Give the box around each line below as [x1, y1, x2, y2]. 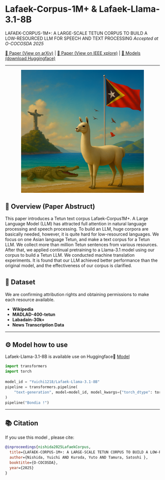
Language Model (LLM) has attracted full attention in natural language [5, 220, 147, 227]
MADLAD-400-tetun [12, 311, 55, 317]
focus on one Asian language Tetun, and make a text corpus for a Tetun [5, 236, 150, 242]
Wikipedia [12, 306, 33, 312]
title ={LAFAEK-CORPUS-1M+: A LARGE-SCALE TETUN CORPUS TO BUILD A [9, 450, 148, 455]
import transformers [5, 364, 48, 369]
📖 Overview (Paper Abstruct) [5, 203, 95, 211]
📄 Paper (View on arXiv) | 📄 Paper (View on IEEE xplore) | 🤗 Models [5, 50, 141, 56]
